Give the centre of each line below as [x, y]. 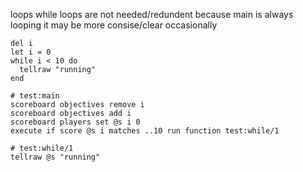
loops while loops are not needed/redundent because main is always [152, 14]
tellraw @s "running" [55, 157]
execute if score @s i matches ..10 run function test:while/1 [145, 131]
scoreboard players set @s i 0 [75, 122]
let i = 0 [31, 52]
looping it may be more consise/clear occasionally [114, 25]
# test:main [35, 96]
